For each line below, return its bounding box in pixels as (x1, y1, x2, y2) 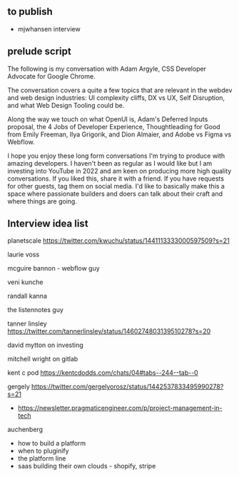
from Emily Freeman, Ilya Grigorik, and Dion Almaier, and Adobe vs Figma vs (7, 130, 232, 139)
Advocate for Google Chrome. (7, 71, 96, 81)
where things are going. (7, 196, 77, 206)
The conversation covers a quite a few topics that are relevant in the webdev (7, 86, 233, 94)
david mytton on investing (7, 341, 83, 349)
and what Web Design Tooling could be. (7, 101, 125, 109)
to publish (7, 6, 54, 18)
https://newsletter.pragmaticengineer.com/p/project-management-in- (17, 403, 223, 413)
